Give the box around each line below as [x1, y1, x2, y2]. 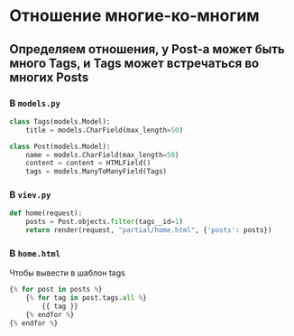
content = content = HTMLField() [25, 159, 152, 168]
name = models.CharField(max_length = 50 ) [25, 150, 179, 159]
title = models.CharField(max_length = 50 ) [25, 126, 183, 135]
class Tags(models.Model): [9, 117, 111, 126]
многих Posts [9, 70, 89, 85]
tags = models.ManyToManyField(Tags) [25, 167, 168, 176]
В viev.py [9, 189, 51, 201]
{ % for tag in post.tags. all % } [25, 294, 147, 303]
